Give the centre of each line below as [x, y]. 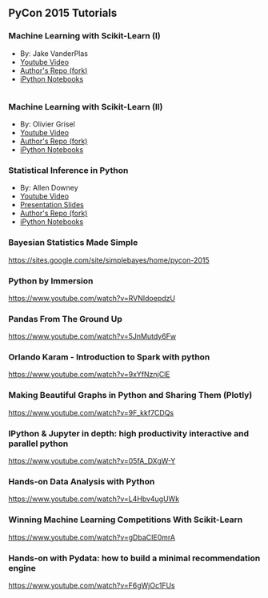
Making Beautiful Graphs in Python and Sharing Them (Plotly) [130, 395]
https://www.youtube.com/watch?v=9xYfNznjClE [89, 375]
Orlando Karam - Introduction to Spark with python [109, 357]
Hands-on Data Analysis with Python [82, 481]
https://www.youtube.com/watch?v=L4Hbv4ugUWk [94, 499]
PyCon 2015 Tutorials [63, 13]
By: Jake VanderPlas [54, 53]
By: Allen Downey [49, 188]
